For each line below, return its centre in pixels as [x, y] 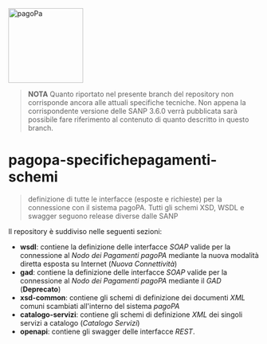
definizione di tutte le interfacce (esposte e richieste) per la [125, 199]
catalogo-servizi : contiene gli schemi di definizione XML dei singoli [131, 315]
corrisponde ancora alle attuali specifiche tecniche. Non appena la [137, 102]
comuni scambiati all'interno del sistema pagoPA [100, 306]
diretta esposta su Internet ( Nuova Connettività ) [98, 264]
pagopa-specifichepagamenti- [113, 160]
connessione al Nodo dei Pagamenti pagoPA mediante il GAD [120, 280]
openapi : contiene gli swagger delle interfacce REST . [107, 331]
